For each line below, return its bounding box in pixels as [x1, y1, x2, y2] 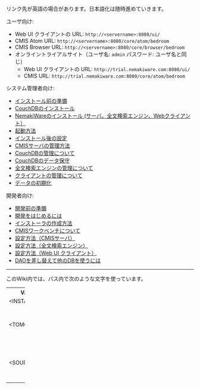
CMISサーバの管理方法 [14, 142, 70, 149]
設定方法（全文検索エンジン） [14, 242, 88, 249]
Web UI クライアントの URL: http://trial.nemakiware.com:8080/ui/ [23, 66, 190, 73]
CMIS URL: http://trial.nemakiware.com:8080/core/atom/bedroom [23, 72, 186, 79]
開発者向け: [6, 192, 35, 199]
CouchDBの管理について [14, 150, 75, 156]
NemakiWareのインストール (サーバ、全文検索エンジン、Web [14, 112, 165, 119]
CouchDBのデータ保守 [14, 157, 70, 164]
